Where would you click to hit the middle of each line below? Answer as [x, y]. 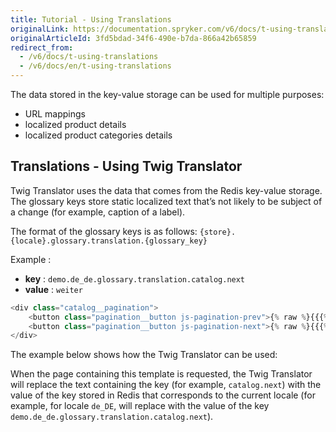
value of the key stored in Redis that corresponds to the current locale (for [163, 395]
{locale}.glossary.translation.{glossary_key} [109, 241]
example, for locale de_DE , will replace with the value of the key [140, 406]
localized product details [75, 124]
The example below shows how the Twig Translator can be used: [144, 355]
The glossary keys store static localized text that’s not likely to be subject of [166, 201]
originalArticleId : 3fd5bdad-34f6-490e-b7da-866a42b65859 [133, 38]
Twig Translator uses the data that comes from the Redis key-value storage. [166, 190]
